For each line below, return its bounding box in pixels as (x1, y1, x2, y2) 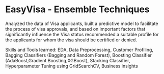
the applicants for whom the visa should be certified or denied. (5, 37, 138, 43)
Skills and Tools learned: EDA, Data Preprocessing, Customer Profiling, (5, 46, 154, 53)
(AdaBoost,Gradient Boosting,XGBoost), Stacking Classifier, (5, 57, 130, 63)
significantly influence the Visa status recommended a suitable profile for (5, 31, 159, 37)
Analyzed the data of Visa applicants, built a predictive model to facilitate (5, 20, 158, 27)
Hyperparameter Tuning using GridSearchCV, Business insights (5, 63, 139, 69)
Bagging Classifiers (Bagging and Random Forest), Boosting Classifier (5, 52, 152, 58)
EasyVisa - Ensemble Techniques (5, 4, 150, 15)
